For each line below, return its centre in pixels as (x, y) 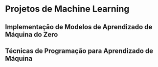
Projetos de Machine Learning (67, 9)
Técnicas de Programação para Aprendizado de (79, 51)
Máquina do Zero (32, 34)
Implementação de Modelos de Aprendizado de (79, 27)
